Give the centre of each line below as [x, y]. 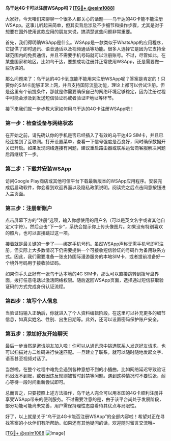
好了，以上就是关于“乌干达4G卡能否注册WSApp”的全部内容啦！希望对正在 [83, 417]
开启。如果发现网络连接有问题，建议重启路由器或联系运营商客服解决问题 [90, 148]
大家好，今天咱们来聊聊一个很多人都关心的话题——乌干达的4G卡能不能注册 [84, 19]
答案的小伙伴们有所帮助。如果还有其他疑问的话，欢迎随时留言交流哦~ [82, 423]
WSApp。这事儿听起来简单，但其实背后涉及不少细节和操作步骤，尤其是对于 [84, 25]
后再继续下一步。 [23, 154]
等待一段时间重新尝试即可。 [38, 382]
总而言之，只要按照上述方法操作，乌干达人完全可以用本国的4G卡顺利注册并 [84, 393]
